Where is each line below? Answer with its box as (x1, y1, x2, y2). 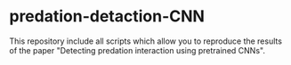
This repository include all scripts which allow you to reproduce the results (9, 36, 283, 46)
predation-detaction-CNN (9, 6, 205, 27)
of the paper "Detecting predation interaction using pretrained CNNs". (9, 45, 265, 55)
